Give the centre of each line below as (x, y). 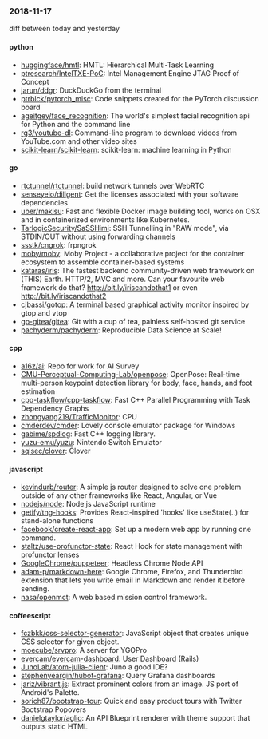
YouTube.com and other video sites (79, 141)
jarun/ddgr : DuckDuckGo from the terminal (91, 90)
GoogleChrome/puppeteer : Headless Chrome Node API (112, 563)
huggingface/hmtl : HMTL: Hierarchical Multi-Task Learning (117, 65)
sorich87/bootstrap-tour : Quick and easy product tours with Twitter (131, 701)
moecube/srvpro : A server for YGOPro (83, 650)
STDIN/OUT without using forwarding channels (98, 236)
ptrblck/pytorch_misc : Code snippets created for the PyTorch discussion (140, 98)
